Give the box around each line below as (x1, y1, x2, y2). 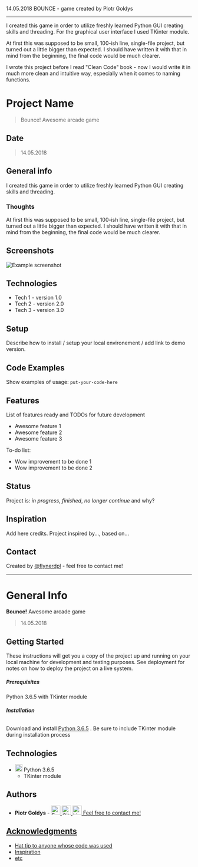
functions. (6, 76, 31, 83)
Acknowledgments (6, 826, 78, 836)
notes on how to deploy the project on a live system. (6, 665, 133, 672)
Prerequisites (6, 678, 40, 685)
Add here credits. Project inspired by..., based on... (6, 530, 130, 537)
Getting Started (6, 636, 64, 646)
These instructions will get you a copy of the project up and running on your (6, 652, 190, 659)
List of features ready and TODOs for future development (6, 411, 146, 418)
